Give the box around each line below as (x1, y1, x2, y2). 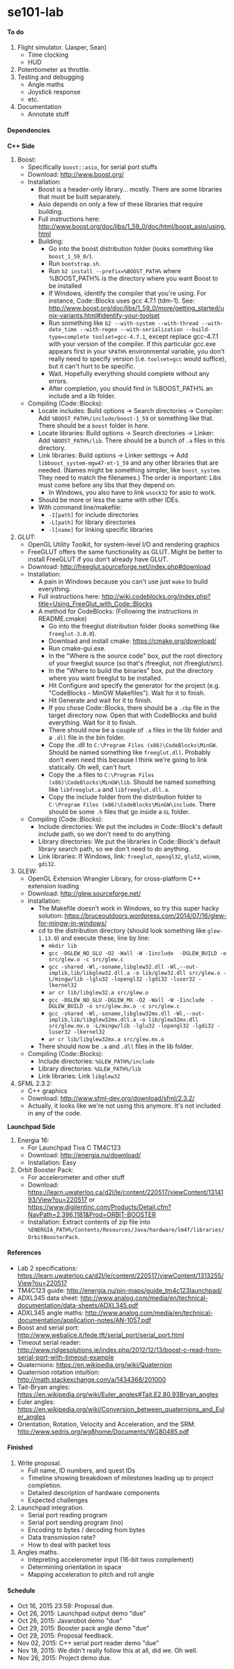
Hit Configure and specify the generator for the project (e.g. (48, 681, 221, 689)
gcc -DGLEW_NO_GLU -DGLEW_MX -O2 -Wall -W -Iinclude (48, 997, 205, 1004)
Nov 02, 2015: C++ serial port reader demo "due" (17, 1639, 159, 1647)
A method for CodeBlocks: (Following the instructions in (38, 607, 198, 615)
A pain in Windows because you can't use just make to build (38, 577, 208, 586)
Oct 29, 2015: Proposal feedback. (17, 1631, 114, 1640)
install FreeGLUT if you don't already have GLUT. (27, 555, 169, 563)
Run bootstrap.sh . (48, 259, 101, 268)
